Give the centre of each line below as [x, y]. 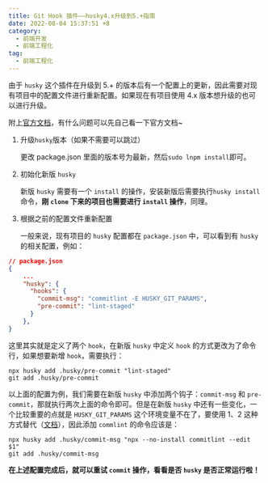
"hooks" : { [48, 291]
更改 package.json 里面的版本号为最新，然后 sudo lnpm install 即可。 [135, 157]
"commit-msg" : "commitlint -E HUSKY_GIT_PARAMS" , [122, 299]
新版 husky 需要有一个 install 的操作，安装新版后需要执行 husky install [140, 191]
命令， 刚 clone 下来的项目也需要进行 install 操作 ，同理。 [116, 201]
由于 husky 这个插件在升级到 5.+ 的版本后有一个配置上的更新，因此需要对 [129, 85]
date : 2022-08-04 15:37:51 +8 [59, 23]
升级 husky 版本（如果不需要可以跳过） [82, 139]
